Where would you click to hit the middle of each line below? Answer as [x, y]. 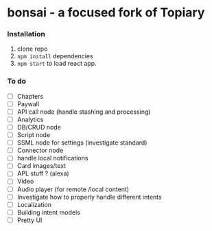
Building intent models [48, 212]
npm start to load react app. [57, 64]
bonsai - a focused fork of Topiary [106, 13]
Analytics [30, 119]
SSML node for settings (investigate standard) [82, 143]
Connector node [40, 150]
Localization [34, 204]
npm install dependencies [55, 56]
